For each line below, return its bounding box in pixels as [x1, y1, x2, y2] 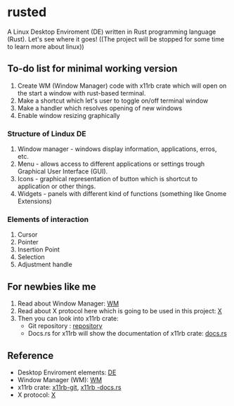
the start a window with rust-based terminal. [17, 89, 146, 97]
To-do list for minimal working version [7, 63, 178, 74]
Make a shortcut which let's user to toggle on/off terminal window [17, 96, 209, 105]
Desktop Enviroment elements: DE [17, 368, 117, 376]
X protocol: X [17, 391, 56, 399]
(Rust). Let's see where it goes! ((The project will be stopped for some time [7, 34, 225, 43]
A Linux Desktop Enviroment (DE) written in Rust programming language [7, 27, 216, 36]
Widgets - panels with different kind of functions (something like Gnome [17, 190, 227, 198]
